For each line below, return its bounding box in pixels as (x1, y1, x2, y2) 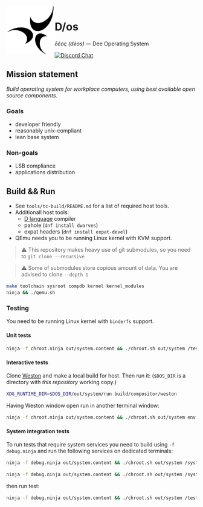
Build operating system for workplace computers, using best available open (6, 85, 195, 93)
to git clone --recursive (21, 253, 85, 260)
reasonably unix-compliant (14, 127, 82, 134)
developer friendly (14, 120, 62, 128)
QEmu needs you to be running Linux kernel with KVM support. (14, 235, 172, 242)
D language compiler (24, 215, 77, 223)
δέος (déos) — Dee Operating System (54, 40, 149, 47)
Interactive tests (6, 359, 48, 366)
